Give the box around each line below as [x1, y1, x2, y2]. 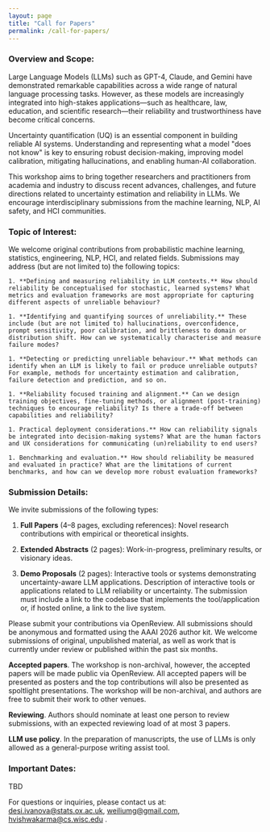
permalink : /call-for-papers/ [8, 27, 110, 35]
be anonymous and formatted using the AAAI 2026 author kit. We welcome [8, 627, 258, 638]
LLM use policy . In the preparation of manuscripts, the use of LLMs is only [8, 734, 256, 744]
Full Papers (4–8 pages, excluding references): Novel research [19, 521, 229, 530]
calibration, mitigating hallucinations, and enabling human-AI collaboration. [8, 156, 256, 165]
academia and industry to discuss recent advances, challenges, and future [8, 180, 256, 190]
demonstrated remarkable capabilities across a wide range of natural [8, 80, 238, 90]
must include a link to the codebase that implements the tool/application [19, 595, 260, 604]
